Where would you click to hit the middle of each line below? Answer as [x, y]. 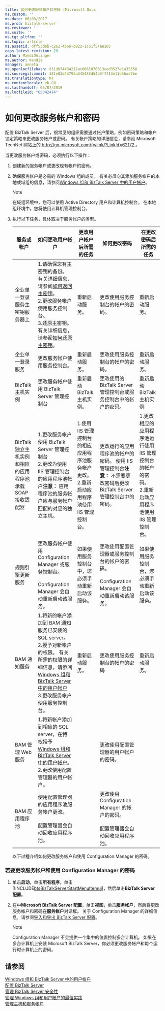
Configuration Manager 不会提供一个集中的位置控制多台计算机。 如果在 [84, 937]
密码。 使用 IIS [116, 461]
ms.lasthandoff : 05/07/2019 [34, 87]
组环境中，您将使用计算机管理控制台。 [51, 209]
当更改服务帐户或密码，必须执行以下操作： [48, 155]
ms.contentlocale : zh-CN [30, 83]
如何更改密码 [117, 243]
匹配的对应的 [53, 509]
